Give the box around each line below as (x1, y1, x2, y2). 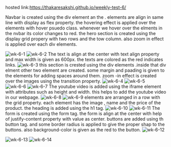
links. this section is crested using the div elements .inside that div (5, 62, 166, 68)
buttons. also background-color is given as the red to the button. (5, 127, 141, 133)
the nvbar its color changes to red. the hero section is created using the (5, 31, 156, 36)
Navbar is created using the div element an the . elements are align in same (5, 14, 164, 20)
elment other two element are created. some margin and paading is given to (5, 67, 165, 73)
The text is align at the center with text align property (47, 51, 160, 57)
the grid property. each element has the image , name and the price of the (5, 100, 161, 106)
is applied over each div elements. (5, 41, 78, 47)
